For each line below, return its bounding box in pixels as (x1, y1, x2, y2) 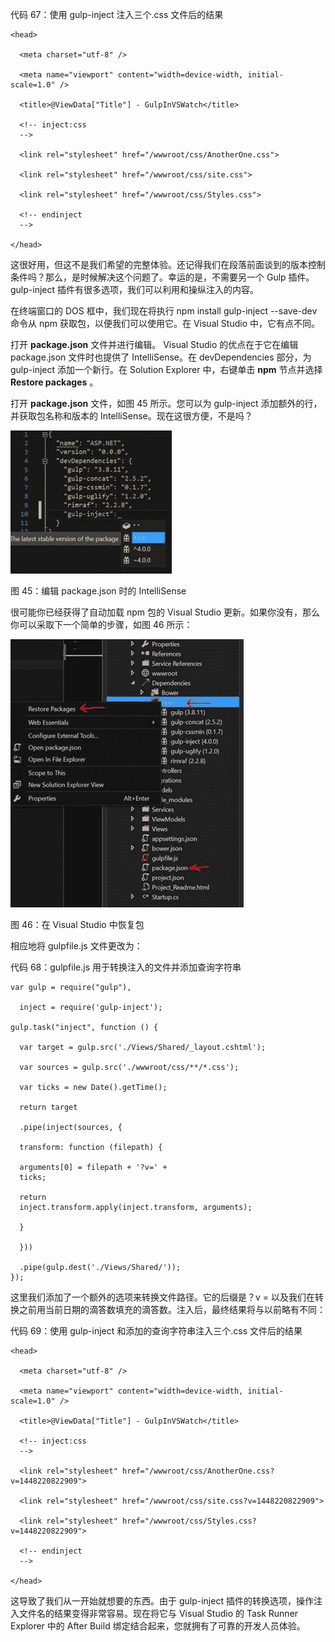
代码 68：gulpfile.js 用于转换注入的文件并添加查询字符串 (10, 961, 242, 973)
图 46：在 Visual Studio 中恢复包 (10, 919, 145, 930)
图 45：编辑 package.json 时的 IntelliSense (10, 585, 187, 597)
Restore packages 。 (10, 376, 99, 388)
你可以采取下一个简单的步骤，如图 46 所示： (10, 619, 193, 630)
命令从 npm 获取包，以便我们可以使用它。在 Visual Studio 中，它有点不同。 (10, 318, 320, 329)
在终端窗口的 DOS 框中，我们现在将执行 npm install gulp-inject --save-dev (10, 305, 318, 317)
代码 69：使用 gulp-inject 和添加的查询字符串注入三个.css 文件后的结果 (10, 1325, 303, 1337)
